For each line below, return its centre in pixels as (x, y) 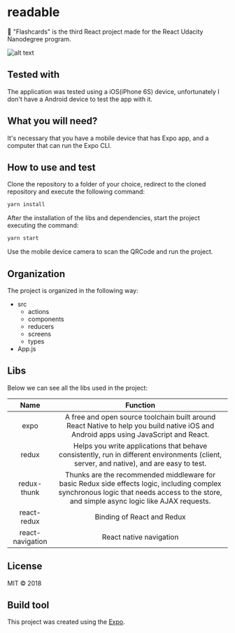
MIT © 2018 (24, 583)
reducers (41, 326)
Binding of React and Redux (141, 517)
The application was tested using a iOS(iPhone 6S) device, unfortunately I (114, 91)
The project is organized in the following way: (73, 290)
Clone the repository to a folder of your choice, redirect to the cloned (107, 184)
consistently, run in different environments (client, (140, 454)
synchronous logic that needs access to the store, (140, 492)
